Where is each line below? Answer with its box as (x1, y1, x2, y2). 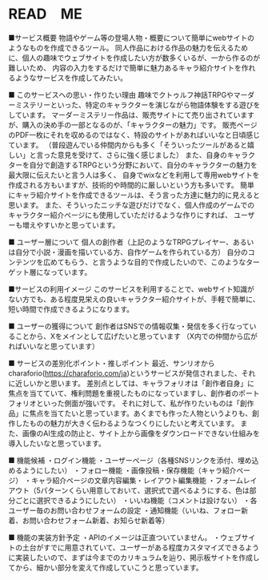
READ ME (8, 5, 82, 23)
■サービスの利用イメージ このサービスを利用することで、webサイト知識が (8, 284, 254, 294)
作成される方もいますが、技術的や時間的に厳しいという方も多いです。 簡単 (8, 179, 254, 190)
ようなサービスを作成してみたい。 (14, 73, 128, 83)
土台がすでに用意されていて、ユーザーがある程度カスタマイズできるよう (22, 542, 260, 552)
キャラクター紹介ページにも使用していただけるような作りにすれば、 (8, 210, 232, 220)
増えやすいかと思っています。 (22, 220, 120, 230)
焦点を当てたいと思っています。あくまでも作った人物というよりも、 (29, 408, 253, 418)
